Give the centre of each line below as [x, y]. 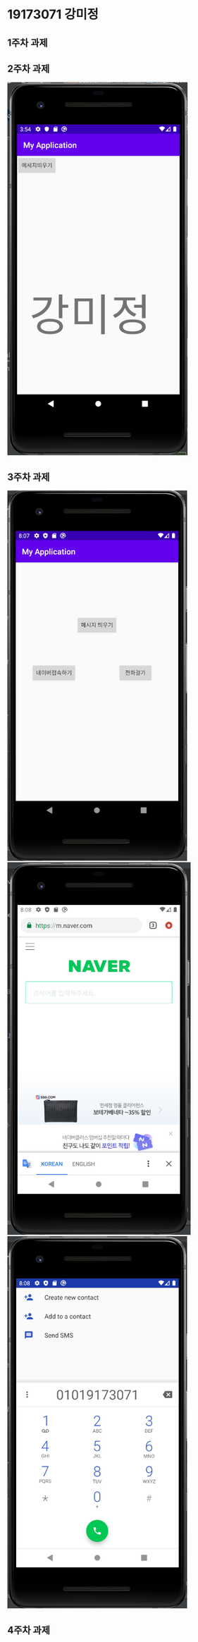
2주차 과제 [29, 69]
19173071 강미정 [53, 14]
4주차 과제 [29, 1630]
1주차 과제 [27, 43]
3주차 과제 [29, 477]
